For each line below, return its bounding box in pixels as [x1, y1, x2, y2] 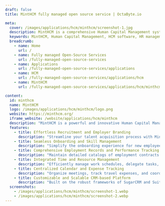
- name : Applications [14, 62, 58, 67]
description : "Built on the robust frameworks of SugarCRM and [18, 180, 151, 185]
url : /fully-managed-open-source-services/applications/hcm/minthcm [18, 84, 162, 89]
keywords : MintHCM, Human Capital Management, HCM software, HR [9, 34, 144, 39]
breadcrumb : [9, 39, 34, 44]
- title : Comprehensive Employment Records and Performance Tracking [14, 148, 160, 153]
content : [5, 93, 23, 98]
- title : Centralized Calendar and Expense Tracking [14, 166, 124, 171]
